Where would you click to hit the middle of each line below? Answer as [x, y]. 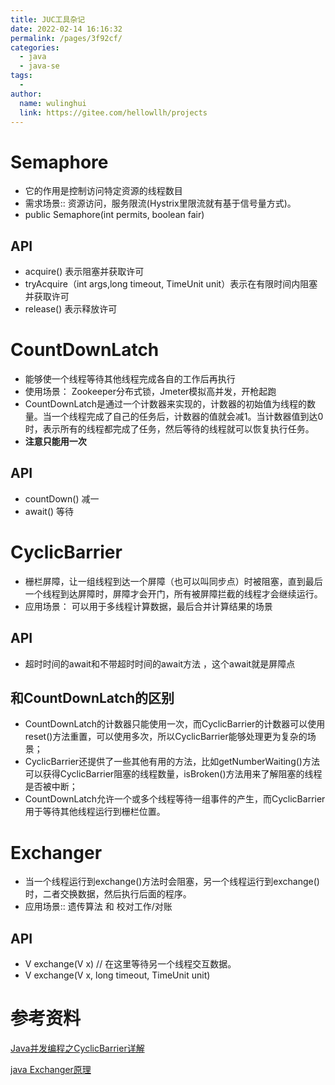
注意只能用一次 [55, 442]
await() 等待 [49, 511]
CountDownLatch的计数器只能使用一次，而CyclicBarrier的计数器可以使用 [175, 724]
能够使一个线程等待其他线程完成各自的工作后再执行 [130, 379]
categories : [35, 47]
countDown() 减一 [62, 498]
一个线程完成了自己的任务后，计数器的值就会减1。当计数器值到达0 [187, 417]
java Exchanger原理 [51, 1070]
